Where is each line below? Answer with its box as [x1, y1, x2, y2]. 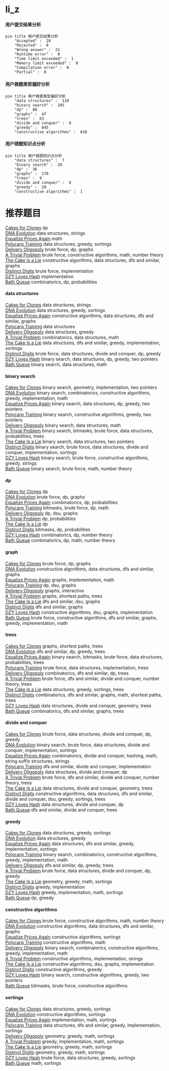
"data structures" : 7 [14, 158, 65, 163]
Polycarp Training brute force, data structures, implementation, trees [5, 664, 149, 671]
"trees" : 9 [14, 175, 42, 180]
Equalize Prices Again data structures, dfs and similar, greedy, [5, 841, 135, 847]
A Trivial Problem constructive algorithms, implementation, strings [5, 956, 143, 962]
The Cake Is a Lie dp [5, 521, 48, 527]
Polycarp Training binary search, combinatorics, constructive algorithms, [5, 851, 157, 857]
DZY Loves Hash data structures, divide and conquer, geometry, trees [5, 702, 151, 709]
